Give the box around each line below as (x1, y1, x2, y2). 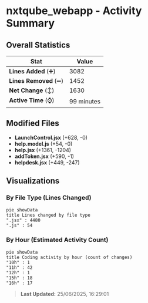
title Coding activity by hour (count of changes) (6, 254, 133, 260)
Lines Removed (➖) (9, 77, 63, 85)
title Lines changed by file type (6, 212, 91, 218)
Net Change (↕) (9, 86, 55, 95)
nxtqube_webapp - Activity (6, 4, 142, 18)
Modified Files (6, 119, 60, 129)
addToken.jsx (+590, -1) (14, 153, 75, 160)
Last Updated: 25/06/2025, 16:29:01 (20, 290, 109, 297)
